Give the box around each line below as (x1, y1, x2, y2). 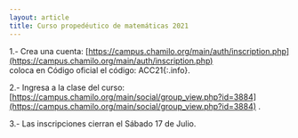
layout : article (9, 12, 69, 22)
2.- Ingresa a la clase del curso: (9, 82, 125, 93)
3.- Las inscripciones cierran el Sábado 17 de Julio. (9, 118, 197, 129)
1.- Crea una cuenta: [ (9, 45, 89, 56)
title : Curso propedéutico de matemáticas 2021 (9, 21, 189, 30)
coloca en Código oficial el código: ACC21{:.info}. (9, 64, 191, 76)
